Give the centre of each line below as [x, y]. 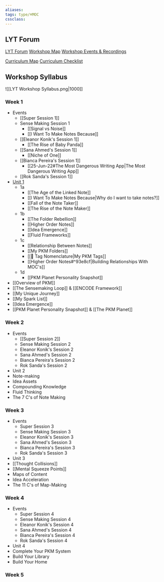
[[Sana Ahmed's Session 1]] [48, 150]
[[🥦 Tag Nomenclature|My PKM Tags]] [67, 256]
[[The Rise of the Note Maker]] [59, 209]
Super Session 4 [37, 514]
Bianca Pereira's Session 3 [47, 447]
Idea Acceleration [30, 479]
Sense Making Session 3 [45, 431]
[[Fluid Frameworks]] [49, 235]
